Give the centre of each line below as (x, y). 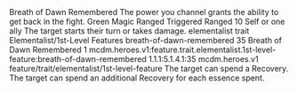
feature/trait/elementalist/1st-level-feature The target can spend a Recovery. (149, 69)
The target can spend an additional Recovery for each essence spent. (137, 78)
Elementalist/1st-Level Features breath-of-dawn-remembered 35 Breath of (146, 40)
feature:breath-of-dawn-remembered (78, 59)
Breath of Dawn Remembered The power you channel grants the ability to (144, 12)
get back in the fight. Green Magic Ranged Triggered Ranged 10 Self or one (147, 21)
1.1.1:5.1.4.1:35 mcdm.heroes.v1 (204, 59)
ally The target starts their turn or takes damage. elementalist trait (129, 31)
